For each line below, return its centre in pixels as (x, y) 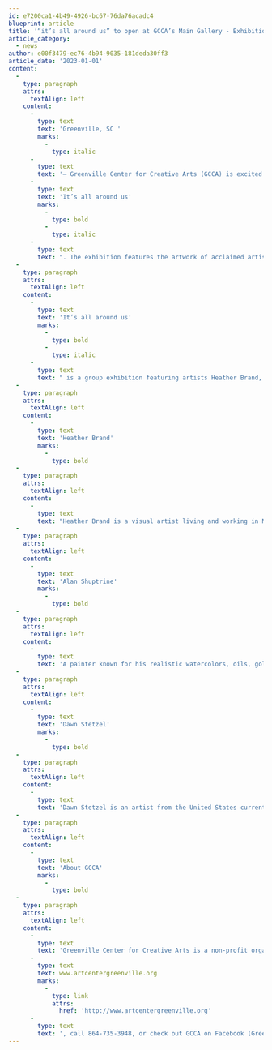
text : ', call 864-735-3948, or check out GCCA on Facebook (141, 1034)
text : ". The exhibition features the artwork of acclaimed (141, 257)
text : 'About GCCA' (70, 868)
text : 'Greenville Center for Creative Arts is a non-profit (143, 951)
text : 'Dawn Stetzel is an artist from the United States (137, 808)
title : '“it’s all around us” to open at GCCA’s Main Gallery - (119, 31)
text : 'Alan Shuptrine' (77, 581)
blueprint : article (41, 24)
